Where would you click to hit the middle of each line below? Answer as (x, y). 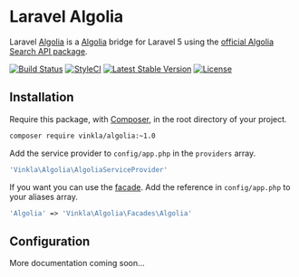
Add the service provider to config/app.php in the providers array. (133, 153)
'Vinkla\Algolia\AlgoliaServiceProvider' (89, 169)
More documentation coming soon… (77, 263)
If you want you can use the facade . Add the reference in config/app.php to (150, 186)
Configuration (50, 241)
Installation (42, 97)
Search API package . (48, 51)
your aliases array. (44, 196)
